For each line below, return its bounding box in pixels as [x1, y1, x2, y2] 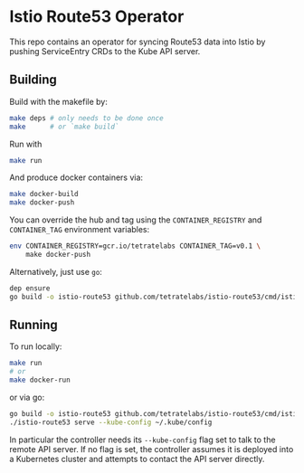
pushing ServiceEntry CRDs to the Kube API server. [9, 45, 201, 56]
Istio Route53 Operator [9, 6, 185, 27]
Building [9, 72, 57, 88]
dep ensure [9, 283, 51, 293]
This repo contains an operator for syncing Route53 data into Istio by [9, 36, 266, 47]
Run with [9, 138, 43, 149]
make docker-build [9, 190, 79, 199]
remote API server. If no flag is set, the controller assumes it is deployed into [9, 443, 294, 454]
